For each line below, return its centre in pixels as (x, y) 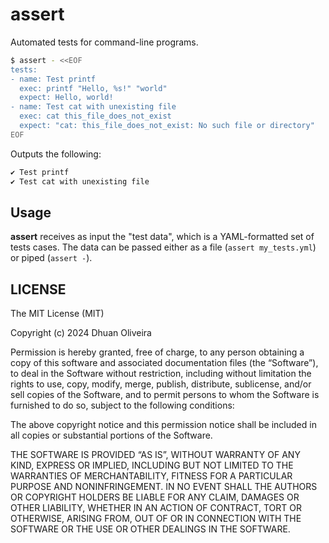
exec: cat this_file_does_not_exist (95, 116)
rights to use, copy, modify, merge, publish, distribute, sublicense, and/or (161, 384)
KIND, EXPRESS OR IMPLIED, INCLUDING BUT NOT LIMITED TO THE (152, 465)
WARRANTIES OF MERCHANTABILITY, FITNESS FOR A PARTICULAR (151, 476)
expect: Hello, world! (66, 98)
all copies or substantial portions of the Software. (111, 435)
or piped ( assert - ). (51, 258)
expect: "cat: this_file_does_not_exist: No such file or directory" (167, 126)
